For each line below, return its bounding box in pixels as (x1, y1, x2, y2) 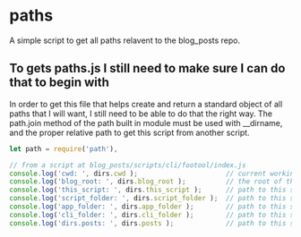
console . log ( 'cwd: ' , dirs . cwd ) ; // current (9, 169, 267, 178)
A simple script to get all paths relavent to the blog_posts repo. (9, 35, 241, 46)
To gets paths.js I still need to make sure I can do (9, 61, 286, 76)
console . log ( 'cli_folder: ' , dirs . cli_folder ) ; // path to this (9, 210, 287, 219)
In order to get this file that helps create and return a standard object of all (9, 98, 283, 109)
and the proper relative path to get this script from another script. (9, 127, 250, 138)
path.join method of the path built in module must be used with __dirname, (9, 117, 283, 128)
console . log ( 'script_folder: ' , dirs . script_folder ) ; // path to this (9, 194, 287, 203)
